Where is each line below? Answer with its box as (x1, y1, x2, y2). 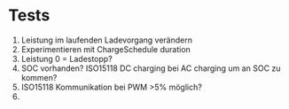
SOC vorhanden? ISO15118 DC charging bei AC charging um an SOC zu (20, 63, 281, 74)
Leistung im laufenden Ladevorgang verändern (20, 35, 192, 45)
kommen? (20, 72, 58, 82)
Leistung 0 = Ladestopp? (20, 53, 113, 64)
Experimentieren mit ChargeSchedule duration (20, 43, 191, 54)
